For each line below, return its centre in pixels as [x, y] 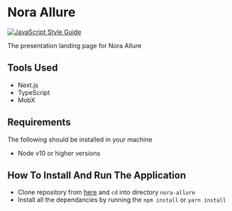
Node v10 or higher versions [59, 153]
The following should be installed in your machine [80, 139]
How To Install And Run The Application [97, 175]
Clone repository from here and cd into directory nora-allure [106, 193]
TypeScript [34, 92]
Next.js [28, 85]
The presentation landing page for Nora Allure [74, 45]
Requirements [39, 122]
